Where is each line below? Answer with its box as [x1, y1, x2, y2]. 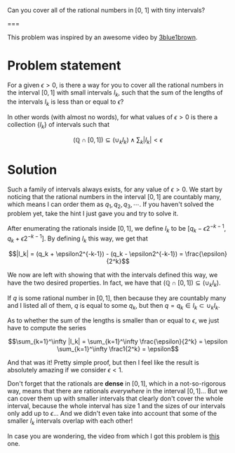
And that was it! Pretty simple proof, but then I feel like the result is [7, 358, 200, 367]
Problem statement [7, 58, 121, 74]
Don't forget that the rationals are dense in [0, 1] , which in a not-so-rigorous [7, 379, 227, 388]
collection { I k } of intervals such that [7, 120, 110, 130]
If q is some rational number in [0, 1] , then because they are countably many [7, 294, 227, 302]
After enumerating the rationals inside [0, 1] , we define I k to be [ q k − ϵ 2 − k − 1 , [7, 222, 227, 234]
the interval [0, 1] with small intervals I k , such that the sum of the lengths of [7, 88, 223, 98]
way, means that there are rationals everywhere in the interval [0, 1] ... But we [7, 387, 228, 395]
